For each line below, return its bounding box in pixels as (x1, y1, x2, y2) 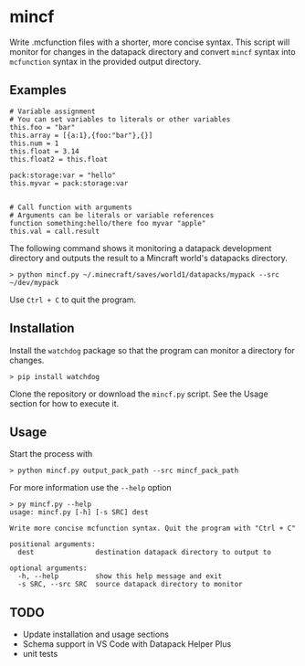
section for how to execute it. (9, 397, 120, 408)
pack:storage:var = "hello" (9, 171, 117, 180)
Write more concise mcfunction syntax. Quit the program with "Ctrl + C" (9, 523, 297, 534)
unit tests (22, 649, 58, 660)
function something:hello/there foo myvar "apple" (9, 218, 206, 227)
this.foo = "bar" (9, 122, 76, 132)
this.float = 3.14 (9, 146, 79, 156)
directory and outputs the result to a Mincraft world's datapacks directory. (9, 252, 288, 263)
